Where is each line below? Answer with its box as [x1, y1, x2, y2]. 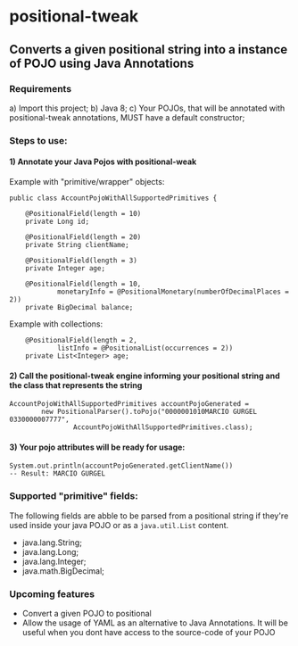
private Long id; [25, 217, 90, 226]
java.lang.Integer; [21, 556, 87, 567]
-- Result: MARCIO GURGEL [9, 469, 105, 478]
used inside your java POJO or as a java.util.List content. [9, 519, 229, 530]
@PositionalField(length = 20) [25, 233, 142, 242]
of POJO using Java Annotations [9, 55, 195, 70]
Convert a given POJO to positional [21, 609, 152, 618]
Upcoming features [9, 587, 95, 600]
